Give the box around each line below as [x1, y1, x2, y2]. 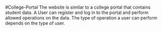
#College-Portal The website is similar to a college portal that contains [5, 4, 150, 10]
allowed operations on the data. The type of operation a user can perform [5, 15, 157, 20]
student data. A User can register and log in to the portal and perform [5, 9, 149, 15]
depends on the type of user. [5, 20, 65, 26]
